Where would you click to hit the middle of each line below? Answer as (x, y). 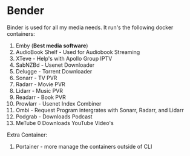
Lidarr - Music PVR (39, 90)
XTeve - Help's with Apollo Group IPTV (64, 58)
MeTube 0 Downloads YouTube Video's (64, 123)
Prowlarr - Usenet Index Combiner (58, 103)
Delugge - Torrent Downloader (54, 71)
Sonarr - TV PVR (36, 78)
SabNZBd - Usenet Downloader (55, 65)
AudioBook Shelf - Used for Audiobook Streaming (78, 52)
